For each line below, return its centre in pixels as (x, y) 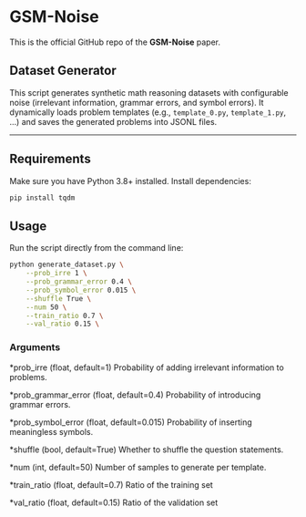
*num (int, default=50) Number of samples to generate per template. (138, 467)
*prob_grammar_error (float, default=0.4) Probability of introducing (135, 395)
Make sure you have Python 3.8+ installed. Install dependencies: (131, 181)
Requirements (50, 159)
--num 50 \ (46, 307)
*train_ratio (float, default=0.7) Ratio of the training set (112, 484)
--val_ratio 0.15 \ (63, 324)
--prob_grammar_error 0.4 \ (79, 282)
